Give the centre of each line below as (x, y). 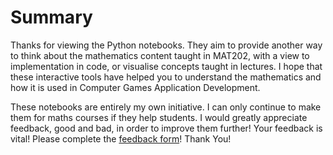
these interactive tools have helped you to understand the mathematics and (166, 77)
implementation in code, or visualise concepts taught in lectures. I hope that (166, 66)
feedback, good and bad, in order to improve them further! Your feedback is (166, 128)
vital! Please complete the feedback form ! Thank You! (121, 138)
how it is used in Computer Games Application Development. (135, 87)
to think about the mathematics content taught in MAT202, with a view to (160, 55)
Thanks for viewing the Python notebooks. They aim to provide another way (166, 45)
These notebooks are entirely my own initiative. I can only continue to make (166, 107)
